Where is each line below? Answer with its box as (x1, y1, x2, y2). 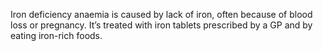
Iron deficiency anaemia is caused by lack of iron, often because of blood (10, 9, 313, 20)
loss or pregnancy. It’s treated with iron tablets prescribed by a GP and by (10, 19, 313, 31)
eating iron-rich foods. (10, 30, 103, 41)
